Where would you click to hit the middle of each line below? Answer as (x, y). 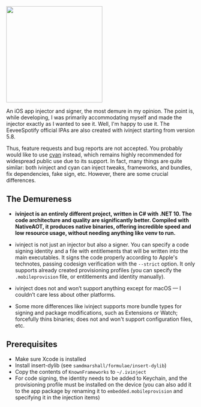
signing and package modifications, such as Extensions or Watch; (96, 312)
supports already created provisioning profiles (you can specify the (98, 270)
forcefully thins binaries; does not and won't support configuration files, (104, 319)
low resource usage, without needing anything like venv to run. (95, 233)
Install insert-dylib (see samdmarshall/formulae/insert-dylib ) (91, 365)
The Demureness (39, 199)
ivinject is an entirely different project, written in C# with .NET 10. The (103, 214)
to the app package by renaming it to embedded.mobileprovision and (99, 391)
